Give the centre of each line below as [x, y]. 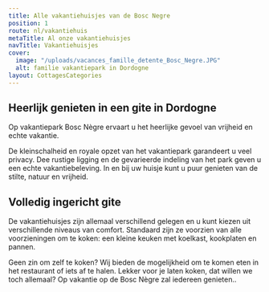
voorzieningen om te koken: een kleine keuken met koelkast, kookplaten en [132, 238]
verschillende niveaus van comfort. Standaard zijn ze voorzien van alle [125, 230]
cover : [19, 53]
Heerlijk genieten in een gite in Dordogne [112, 108]
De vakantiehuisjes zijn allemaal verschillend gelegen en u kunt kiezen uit [130, 221]
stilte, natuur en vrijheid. [48, 176]
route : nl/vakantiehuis [48, 30]
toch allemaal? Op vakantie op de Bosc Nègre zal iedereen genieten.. [122, 280]
